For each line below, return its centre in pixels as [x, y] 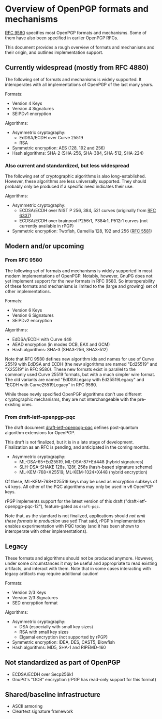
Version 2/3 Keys [29, 592]
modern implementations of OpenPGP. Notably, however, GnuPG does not [79, 276]
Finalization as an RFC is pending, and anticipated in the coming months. [77, 447]
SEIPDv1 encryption [32, 114]
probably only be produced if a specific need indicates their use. [69, 187]
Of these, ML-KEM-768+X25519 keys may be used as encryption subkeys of [81, 482]
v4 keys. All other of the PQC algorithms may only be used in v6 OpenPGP [79, 487]
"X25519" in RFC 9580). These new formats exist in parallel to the [70, 369]
